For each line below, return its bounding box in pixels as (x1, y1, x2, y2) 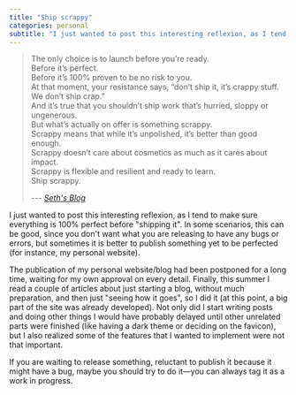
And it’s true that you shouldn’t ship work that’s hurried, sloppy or (30, 101, 269, 111)
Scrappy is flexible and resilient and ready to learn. (30, 166, 216, 177)
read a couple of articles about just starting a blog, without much (9, 284, 245, 294)
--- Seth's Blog (30, 193, 87, 203)
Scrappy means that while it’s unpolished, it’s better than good (30, 129, 258, 140)
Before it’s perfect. (30, 63, 99, 73)
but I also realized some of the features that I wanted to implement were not (9, 330, 285, 341)
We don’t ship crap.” (30, 91, 105, 102)
